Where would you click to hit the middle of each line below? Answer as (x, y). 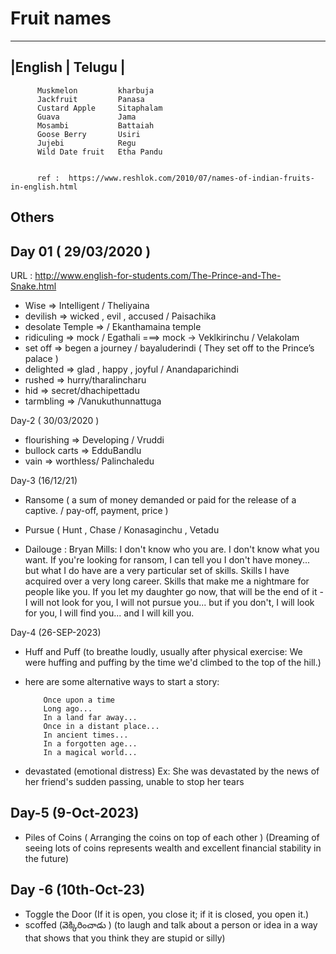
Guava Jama (86, 117)
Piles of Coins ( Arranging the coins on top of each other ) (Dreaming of (172, 837)
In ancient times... (86, 735)
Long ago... (68, 708)
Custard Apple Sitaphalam (99, 108)
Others (32, 217)
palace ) (41, 358)
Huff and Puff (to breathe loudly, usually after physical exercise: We (163, 651)
